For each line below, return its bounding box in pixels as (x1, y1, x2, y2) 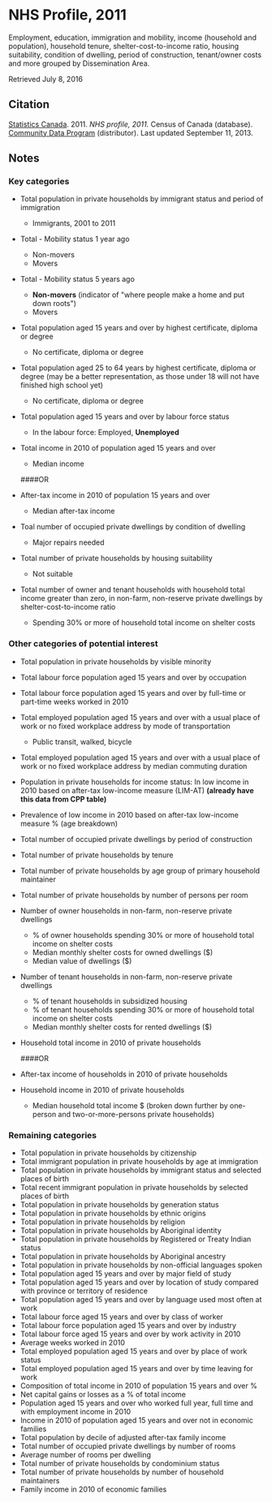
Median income (32, 459, 84, 468)
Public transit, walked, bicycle (32, 736, 132, 746)
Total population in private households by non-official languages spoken (19, 1260, 262, 1270)
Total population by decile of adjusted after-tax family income (19, 1433, 227, 1443)
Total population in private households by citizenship (19, 1148, 197, 1158)
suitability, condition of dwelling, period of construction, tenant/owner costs (8, 50, 262, 59)
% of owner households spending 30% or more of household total (32, 930, 254, 939)
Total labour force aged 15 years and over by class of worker (19, 1312, 223, 1322)
